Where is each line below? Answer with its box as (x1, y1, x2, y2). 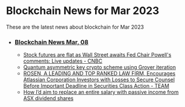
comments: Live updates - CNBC (23, 57, 103, 65)
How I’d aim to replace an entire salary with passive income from (23, 89, 179, 96)
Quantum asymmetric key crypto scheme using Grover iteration (23, 64, 176, 71)
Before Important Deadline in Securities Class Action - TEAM (23, 82, 169, 89)
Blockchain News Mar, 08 (14, 38, 89, 46)
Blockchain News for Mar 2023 (6, 4, 159, 18)
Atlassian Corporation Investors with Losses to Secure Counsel (23, 76, 175, 83)
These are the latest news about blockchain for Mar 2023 (6, 23, 144, 30)
